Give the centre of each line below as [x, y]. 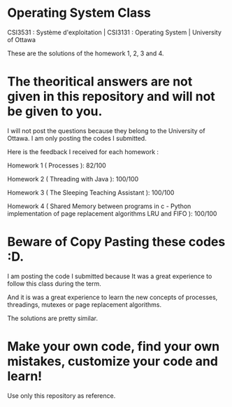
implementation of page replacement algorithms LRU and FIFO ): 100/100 [112, 213]
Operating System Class [79, 13]
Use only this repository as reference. [61, 395]
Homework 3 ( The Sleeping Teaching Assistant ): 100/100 [91, 192]
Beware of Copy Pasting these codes [116, 242]
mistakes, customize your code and [113, 361]
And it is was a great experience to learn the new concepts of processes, [113, 297]
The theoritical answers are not [100, 82]
